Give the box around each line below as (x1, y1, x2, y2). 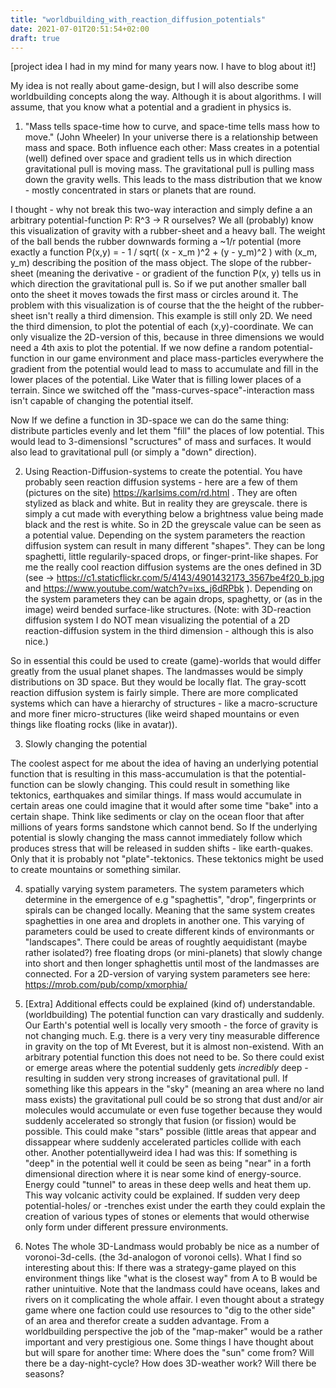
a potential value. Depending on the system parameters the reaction (24, 529, 306, 541)
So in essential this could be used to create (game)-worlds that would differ (10, 655, 322, 667)
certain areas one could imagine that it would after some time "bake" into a (10, 800, 319, 812)
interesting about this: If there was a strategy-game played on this (24, 1262, 297, 1274)
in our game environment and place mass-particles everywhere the (46, 352, 324, 365)
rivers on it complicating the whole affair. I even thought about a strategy (24, 1294, 325, 1306)
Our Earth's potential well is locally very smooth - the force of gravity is (24, 1019, 319, 1031)
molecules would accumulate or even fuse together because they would (24, 1104, 323, 1116)
